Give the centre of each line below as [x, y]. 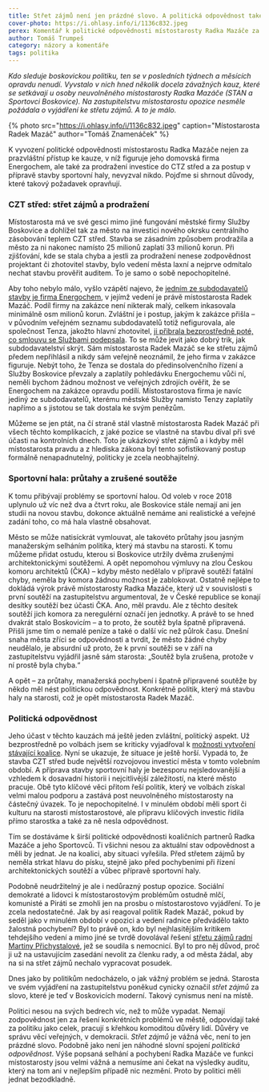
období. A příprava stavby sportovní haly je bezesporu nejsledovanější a [127, 769]
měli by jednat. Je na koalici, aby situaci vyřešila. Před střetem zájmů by [127, 853]
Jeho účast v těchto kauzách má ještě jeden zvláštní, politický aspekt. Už [129, 736]
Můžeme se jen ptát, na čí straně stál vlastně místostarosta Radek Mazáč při [134, 424]
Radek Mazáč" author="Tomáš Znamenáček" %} [89, 134]
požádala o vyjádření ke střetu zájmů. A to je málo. [92, 110]
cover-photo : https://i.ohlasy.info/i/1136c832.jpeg [98, 23]
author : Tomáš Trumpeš [46, 38]
